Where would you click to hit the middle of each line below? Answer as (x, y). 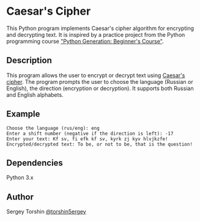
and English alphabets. (35, 95)
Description (29, 60)
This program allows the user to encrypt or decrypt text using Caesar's (96, 75)
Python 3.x (20, 178)
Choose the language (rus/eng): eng (53, 128)
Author (20, 197)
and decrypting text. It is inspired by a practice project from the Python (96, 34)
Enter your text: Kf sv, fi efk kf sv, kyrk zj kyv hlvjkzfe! (87, 139)
